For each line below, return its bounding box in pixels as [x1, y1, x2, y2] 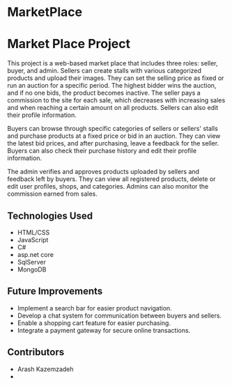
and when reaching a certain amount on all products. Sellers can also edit [7, 104, 218, 112]
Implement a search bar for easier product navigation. [17, 304, 172, 312]
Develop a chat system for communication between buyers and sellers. [17, 311, 222, 320]
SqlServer [17, 258, 47, 266]
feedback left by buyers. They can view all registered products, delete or [7, 175, 216, 183]
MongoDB [17, 265, 47, 274]
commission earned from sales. [7, 189, 98, 198]
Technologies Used [7, 210, 93, 221]
